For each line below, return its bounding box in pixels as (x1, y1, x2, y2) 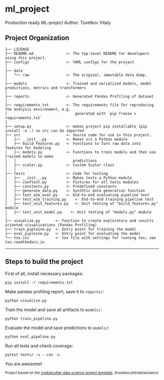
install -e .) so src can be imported (5, 128, 84, 133)
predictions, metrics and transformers (5, 85, 86, 90)
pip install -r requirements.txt (5, 280, 73, 285)
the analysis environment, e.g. (5, 107, 71, 112)
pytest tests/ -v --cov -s (5, 352, 60, 357)
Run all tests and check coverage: (5, 343, 73, 349)
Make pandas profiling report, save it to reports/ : (5, 288, 104, 294)
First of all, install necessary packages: (5, 270, 84, 276)
